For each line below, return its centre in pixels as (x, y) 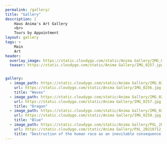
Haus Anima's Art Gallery (41, 24)
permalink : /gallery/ (28, 10)
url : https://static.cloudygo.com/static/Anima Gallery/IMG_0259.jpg (88, 115)
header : (13, 56)
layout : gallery (22, 38)
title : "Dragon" (31, 106)
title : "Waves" (30, 92)
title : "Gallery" (23, 14)
